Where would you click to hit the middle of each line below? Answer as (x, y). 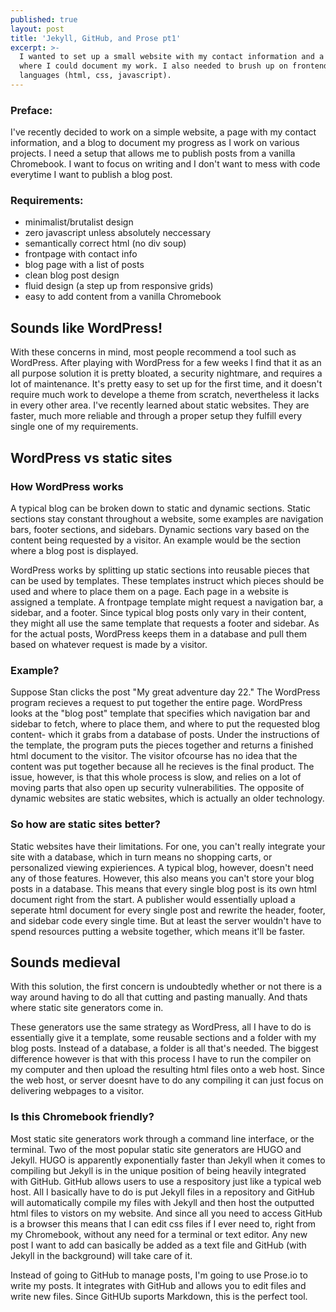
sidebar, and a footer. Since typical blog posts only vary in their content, (158, 612)
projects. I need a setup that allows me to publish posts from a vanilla (153, 153)
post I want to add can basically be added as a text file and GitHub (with (158, 1245)
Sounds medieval (65, 962)
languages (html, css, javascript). (95, 76)
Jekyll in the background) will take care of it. (101, 1255)
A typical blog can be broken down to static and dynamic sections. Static (160, 508)
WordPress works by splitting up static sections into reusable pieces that (160, 570)
